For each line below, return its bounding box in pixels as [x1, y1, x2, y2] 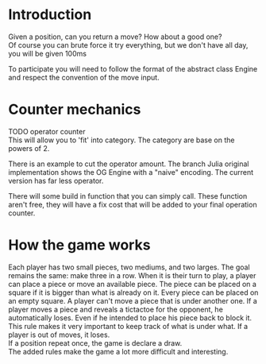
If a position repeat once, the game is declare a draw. [8, 338, 183, 347]
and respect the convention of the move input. [8, 72, 160, 82]
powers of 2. [8, 143, 50, 153]
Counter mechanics [8, 101, 141, 118]
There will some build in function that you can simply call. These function [8, 191, 248, 200]
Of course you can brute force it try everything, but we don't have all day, [8, 40, 249, 49]
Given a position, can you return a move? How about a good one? [8, 32, 222, 41]
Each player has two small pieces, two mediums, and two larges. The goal [8, 262, 250, 272]
